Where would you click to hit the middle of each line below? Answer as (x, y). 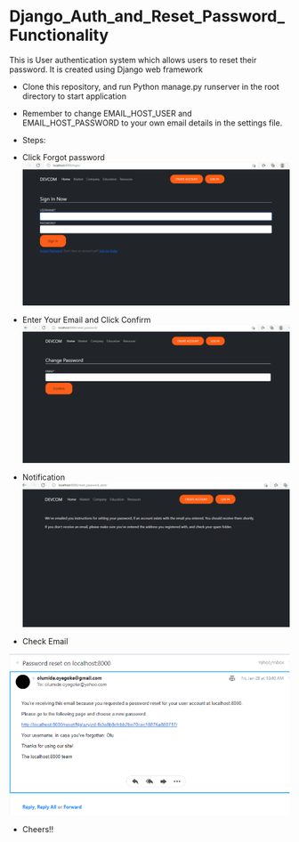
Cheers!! (38, 829)
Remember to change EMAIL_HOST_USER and (107, 113)
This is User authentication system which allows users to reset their (133, 60)
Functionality (59, 35)
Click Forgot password (63, 157)
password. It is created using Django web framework (106, 69)
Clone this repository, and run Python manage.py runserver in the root (151, 86)
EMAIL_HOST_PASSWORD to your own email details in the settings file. (152, 123)
